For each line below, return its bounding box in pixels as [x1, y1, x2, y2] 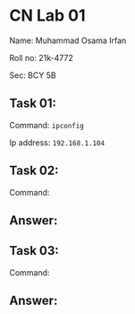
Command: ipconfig [9, 119, 85, 130]
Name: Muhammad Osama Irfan [9, 35, 127, 46]
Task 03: [9, 243, 60, 258]
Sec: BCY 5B [9, 69, 56, 81]
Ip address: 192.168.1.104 [9, 136, 105, 148]
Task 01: [9, 96, 56, 111]
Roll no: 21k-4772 [9, 52, 73, 63]
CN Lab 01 [9, 5, 87, 26]
